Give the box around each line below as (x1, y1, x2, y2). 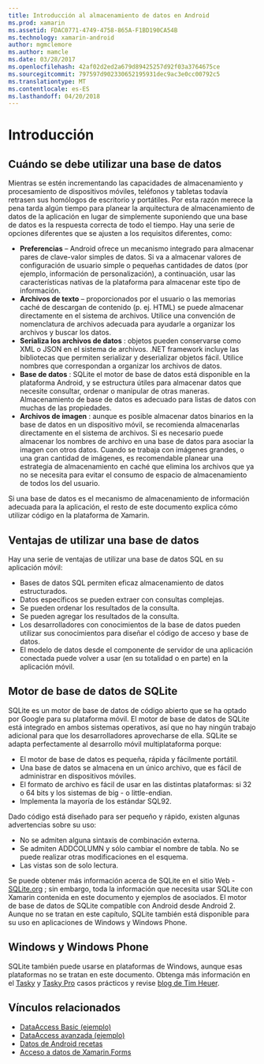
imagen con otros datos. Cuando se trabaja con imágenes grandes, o (19, 445, 244, 454)
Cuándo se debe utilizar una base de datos (8, 157, 222, 170)
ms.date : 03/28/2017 (8, 56, 76, 64)
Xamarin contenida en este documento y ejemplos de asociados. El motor (8, 892, 247, 902)
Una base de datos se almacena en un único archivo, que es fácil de (19, 763, 242, 772)
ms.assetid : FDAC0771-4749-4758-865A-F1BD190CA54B (8, 26, 178, 34)
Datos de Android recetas (19, 1039, 103, 1048)
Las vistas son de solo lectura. (19, 861, 119, 870)
